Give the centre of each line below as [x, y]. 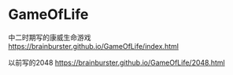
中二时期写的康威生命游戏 [50, 37]
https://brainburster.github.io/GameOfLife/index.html [94, 46]
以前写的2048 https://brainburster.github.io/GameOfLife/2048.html [117, 62]
